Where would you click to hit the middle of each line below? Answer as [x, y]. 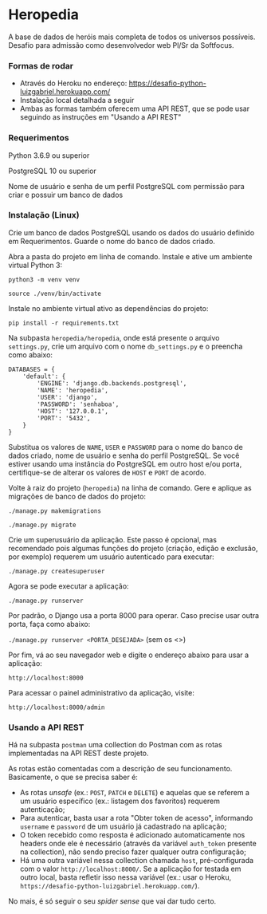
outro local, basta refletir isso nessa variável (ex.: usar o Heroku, [126, 877]
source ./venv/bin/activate [55, 294]
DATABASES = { [32, 369]
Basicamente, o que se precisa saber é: [73, 777]
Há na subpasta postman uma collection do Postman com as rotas [115, 745]
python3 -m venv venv [44, 280]
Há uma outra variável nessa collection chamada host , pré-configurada [136, 861]
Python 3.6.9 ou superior [49, 155]
